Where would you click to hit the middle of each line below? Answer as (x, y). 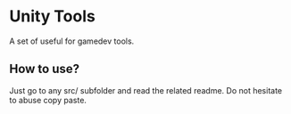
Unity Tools (52, 16)
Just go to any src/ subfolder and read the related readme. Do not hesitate (146, 90)
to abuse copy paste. (48, 100)
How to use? (45, 69)
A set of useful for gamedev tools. (72, 41)
